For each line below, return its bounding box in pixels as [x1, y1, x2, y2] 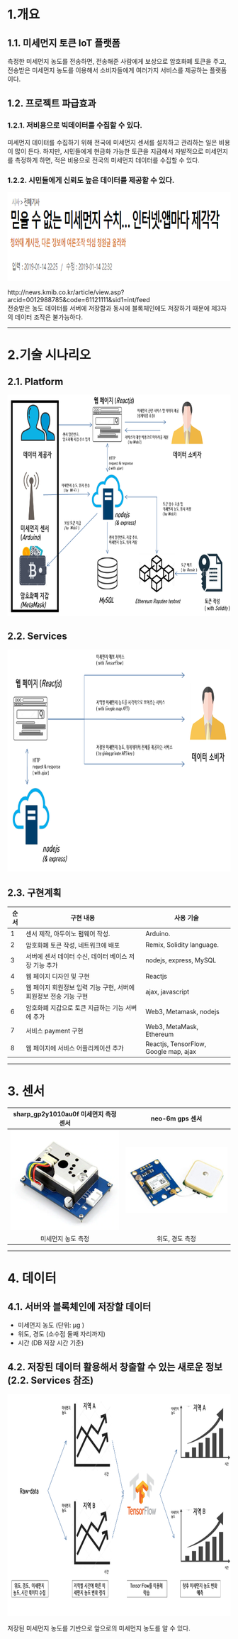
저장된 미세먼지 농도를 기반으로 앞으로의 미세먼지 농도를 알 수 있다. [7, 1623, 191, 1632]
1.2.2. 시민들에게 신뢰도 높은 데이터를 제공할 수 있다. [7, 175, 175, 185]
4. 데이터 [7, 1270, 57, 1287]
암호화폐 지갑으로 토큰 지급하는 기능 [25, 1003, 124, 1011]
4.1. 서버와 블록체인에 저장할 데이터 [7, 1301, 152, 1313]
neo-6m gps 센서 [151, 1114, 203, 1123]
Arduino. [145, 929, 171, 938]
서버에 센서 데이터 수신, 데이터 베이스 [25, 952, 127, 960]
